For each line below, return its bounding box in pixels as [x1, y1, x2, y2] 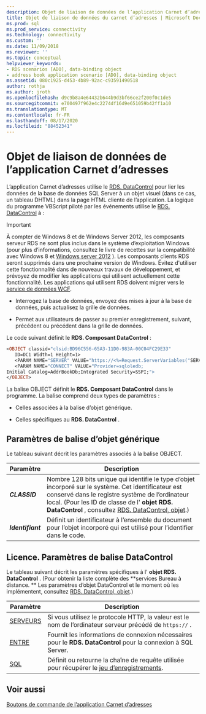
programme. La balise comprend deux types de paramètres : [6, 392, 160, 399]
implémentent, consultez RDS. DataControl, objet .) [6, 587, 134, 595]
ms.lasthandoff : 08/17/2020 [6, 117, 78, 124]
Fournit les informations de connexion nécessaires [47, 630, 193, 639]
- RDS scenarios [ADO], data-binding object [6, 66, 122, 73]
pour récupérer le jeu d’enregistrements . [47, 663, 164, 672]
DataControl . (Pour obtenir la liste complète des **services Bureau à [6, 575, 182, 582]
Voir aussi [6, 685, 45, 695]
